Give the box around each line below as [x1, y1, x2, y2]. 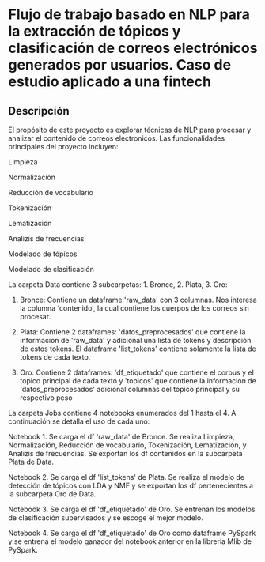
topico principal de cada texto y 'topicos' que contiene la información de [19, 376, 257, 385]
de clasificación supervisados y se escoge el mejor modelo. [8, 513, 204, 522]
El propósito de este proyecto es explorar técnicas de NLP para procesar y [8, 125, 252, 134]
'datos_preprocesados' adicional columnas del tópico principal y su [19, 385, 240, 394]
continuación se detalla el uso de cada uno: [8, 417, 150, 426]
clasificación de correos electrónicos [8, 40, 258, 57]
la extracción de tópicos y [8, 22, 181, 40]
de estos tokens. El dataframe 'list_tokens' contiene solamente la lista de [19, 344, 257, 353]
